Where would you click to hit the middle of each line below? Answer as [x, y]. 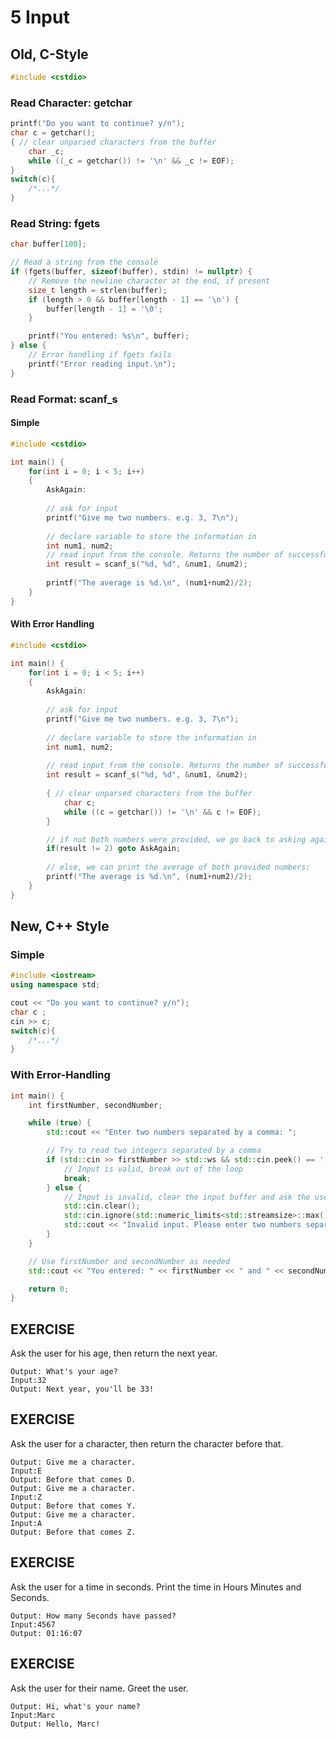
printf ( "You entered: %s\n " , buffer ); [109, 336]
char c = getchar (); [53, 133]
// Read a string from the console [84, 262]
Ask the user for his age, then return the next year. [114, 1353]
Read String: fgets [55, 223]
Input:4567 [33, 1624]
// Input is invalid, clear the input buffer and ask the [187, 1197]
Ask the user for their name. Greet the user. [99, 1688]
